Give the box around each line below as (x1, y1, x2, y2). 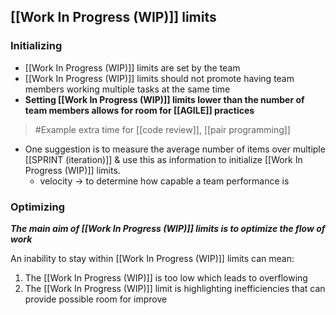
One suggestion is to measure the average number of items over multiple (24, 143, 326, 155)
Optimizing (10, 200, 66, 214)
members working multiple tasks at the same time (24, 83, 231, 95)
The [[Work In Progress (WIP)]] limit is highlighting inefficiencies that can (24, 282, 326, 294)
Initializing (10, 39, 63, 53)
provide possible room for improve (24, 293, 168, 305)
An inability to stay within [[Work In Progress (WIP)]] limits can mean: (10, 252, 295, 264)
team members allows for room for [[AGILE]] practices (24, 104, 255, 116)
